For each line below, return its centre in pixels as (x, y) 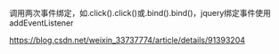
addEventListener (41, 23)
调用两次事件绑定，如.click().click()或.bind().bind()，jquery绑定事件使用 (140, 13)
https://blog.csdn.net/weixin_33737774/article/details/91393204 (127, 40)
